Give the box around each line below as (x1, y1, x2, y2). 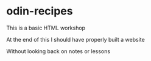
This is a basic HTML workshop (6, 24, 86, 31)
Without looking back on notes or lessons (6, 47, 111, 55)
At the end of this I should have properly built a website (6, 36, 145, 43)
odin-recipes (6, 4, 73, 18)
